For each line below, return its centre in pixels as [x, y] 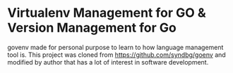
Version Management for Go [92, 28]
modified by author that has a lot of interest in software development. [108, 62]
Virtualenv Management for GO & [107, 13]
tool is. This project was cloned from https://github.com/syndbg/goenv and [116, 55]
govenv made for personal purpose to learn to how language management [115, 47]
